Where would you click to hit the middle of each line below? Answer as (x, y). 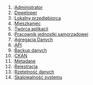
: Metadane (24, 61)
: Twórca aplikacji (31, 29)
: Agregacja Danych (33, 39)
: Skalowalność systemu (38, 77)
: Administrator (28, 7)
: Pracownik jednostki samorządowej (51, 34)
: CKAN (20, 56)
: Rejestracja (25, 66)
